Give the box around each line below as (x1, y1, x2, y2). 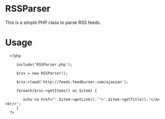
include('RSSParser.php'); (16, 62, 72, 67)
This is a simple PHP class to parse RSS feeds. (5, 19, 101, 25)
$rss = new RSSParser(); (16, 71, 68, 76)
